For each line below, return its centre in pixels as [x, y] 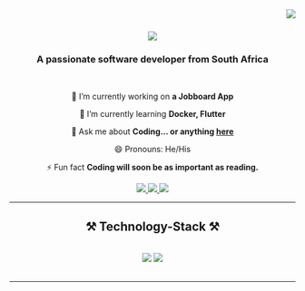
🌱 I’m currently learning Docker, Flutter [152, 114]
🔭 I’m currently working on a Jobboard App [152, 97]
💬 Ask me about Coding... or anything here [152, 131]
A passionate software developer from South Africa [152, 60]
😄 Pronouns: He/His [152, 150]
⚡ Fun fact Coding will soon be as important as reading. [152, 168]
